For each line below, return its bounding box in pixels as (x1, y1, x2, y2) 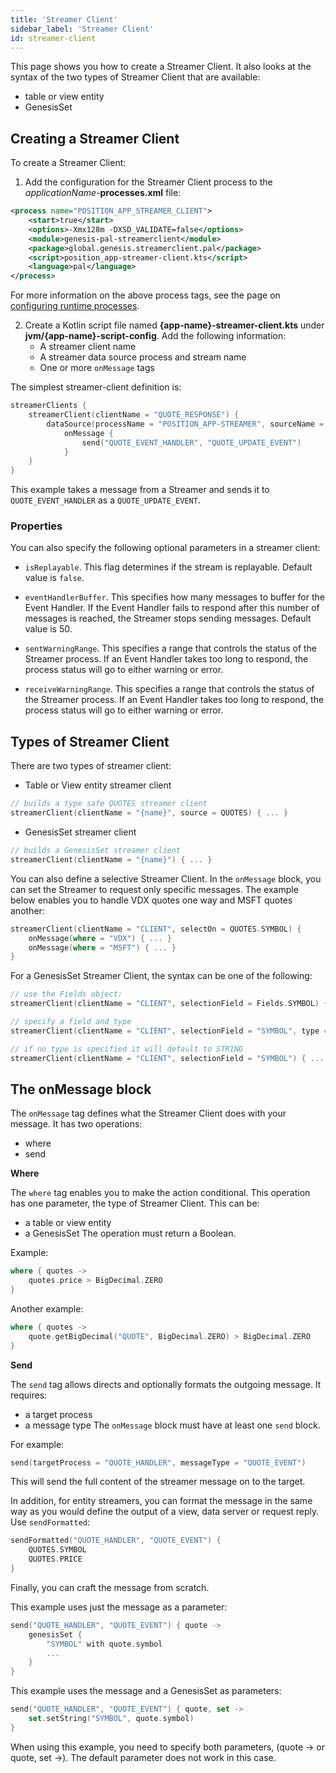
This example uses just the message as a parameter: (10, 1601, 228, 1613)
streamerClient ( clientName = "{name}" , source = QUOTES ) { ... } (10, 808, 289, 818)
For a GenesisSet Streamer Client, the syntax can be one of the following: (10, 970, 313, 982)
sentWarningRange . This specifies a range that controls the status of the (24, 642, 318, 655)
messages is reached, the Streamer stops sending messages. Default (24, 612, 312, 625)
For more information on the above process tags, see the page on (10, 289, 281, 301)
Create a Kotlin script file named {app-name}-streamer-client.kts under (24, 319, 325, 331)
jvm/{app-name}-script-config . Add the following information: (24, 330, 287, 342)
